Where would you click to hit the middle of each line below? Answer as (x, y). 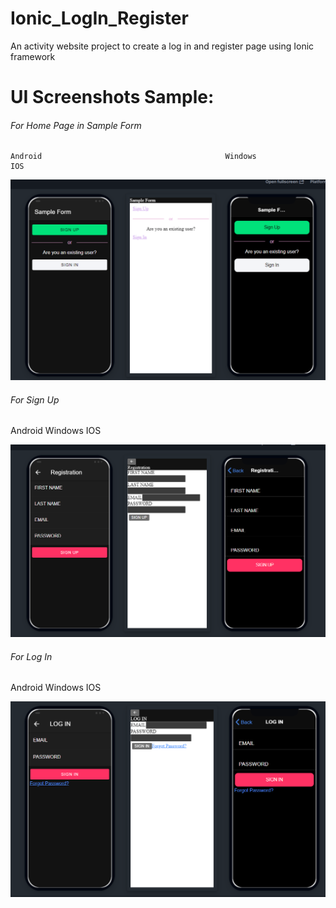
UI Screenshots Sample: (112, 97)
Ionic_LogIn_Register (99, 18)
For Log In (31, 656)
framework (33, 56)
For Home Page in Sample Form (76, 125)
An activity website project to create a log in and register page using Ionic (162, 46)
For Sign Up (35, 399)
